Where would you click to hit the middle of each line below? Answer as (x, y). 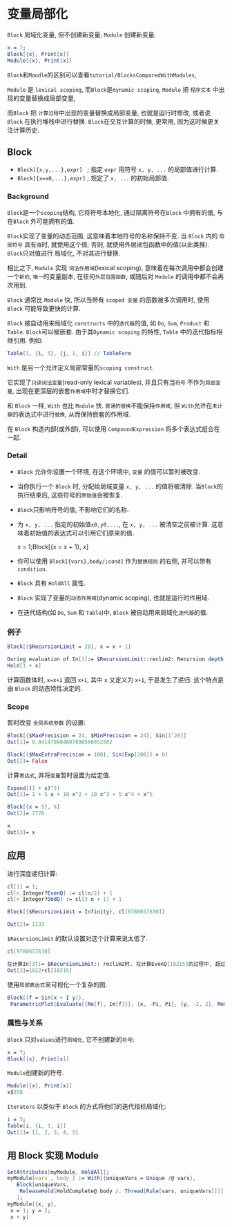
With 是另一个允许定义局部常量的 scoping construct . (81, 368)
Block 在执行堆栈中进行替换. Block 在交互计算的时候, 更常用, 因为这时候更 (110, 121)
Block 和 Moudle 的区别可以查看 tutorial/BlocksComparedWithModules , (102, 75)
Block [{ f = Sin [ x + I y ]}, (46, 998)
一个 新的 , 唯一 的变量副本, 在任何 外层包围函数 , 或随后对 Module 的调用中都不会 (113, 276)
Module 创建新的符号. (36, 1073)
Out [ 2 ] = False (28, 761)
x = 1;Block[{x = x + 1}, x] (53, 546)
